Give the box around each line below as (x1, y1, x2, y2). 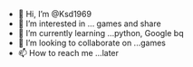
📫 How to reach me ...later (17, 48, 120, 58)
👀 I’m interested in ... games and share (17, 18, 161, 29)
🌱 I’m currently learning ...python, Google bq (17, 28, 184, 38)
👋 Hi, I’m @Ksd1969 (17, 9, 92, 19)
